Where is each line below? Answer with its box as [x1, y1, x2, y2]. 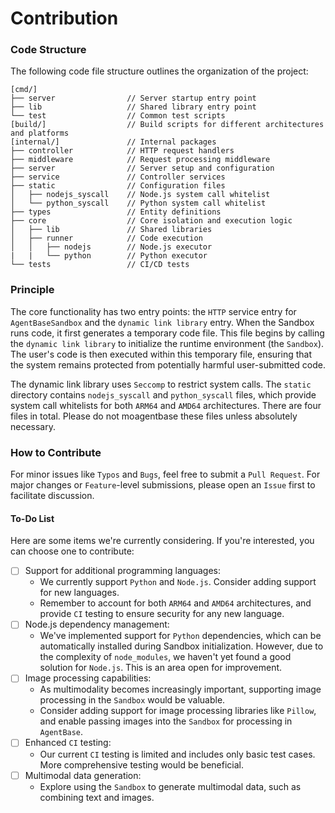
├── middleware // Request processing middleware [10, 155, 271, 165]
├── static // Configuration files [10, 181, 226, 191]
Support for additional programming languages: [24, 565, 222, 577]
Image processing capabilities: [24, 672, 152, 684]
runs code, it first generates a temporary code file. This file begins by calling [10, 327, 325, 339]
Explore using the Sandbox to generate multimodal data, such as [39, 780, 302, 792]
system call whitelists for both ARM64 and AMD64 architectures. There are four [10, 399, 322, 411]
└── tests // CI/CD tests [10, 260, 190, 270]
